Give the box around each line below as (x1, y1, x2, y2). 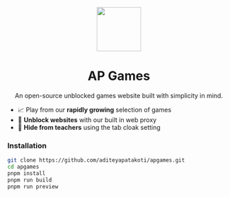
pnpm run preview (7, 183, 59, 190)
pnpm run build (7, 177, 52, 184)
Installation (7, 141, 47, 150)
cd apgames (7, 163, 40, 171)
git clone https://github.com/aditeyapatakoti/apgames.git (7, 157, 185, 164)
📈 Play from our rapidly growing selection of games (17, 105, 172, 114)
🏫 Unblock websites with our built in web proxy (17, 115, 157, 124)
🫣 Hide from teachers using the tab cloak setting (17, 123, 161, 131)
